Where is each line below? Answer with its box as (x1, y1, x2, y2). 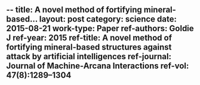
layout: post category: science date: (39, 14, 177, 25)
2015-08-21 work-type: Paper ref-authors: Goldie (6, 23, 194, 34)
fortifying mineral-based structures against (6, 42, 172, 53)
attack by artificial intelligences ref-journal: (6, 51, 172, 62)
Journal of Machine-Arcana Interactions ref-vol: (6, 61, 189, 71)
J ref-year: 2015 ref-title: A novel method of (6, 33, 172, 43)
